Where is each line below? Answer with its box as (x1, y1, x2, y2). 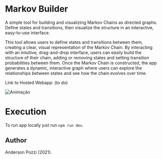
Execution (5, 106, 47, 117)
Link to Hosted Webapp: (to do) (5, 79, 68, 86)
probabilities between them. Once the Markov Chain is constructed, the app (5, 60, 157, 66)
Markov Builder (5, 3, 68, 15)
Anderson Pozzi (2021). (5, 149, 52, 155)
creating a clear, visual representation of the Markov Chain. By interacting (5, 44, 153, 50)
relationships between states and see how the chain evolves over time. (5, 70, 147, 76)
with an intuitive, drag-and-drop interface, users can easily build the (5, 50, 142, 55)
